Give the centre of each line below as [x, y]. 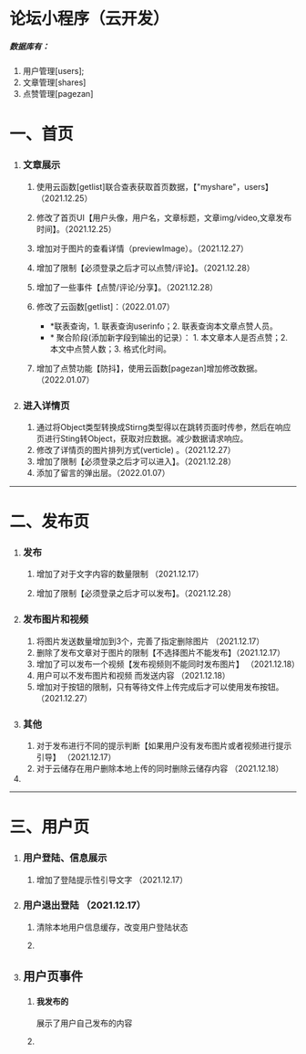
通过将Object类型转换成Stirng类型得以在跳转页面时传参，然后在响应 [163, 427]
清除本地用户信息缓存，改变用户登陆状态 [112, 927]
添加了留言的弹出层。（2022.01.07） [103, 472]
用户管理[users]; [53, 71]
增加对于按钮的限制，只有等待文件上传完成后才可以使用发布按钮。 [160, 687]
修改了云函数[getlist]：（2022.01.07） [105, 306]
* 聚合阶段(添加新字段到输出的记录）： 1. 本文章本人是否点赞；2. [169, 337]
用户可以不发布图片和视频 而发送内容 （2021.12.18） [133, 675]
